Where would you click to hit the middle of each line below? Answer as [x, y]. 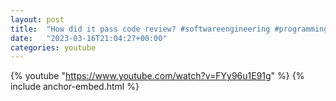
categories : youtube [53, 47]
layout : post [37, 19]
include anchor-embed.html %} [75, 87]
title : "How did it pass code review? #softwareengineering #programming [169, 29]
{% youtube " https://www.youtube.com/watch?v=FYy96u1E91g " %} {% [157, 76]
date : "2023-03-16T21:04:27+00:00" [89, 38]
